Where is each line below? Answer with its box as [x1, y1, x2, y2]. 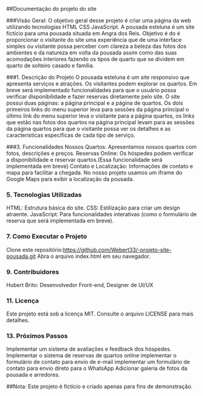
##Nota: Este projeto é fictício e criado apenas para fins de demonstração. [6, 383, 193, 390]
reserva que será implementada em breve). [6, 217, 114, 225]
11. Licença [6, 296, 39, 305]
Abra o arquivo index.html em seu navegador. [37, 252, 151, 260]
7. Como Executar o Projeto [6, 233, 87, 241]
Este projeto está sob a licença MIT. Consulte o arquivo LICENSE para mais [6, 310, 194, 317]
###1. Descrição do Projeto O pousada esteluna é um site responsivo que [6, 74, 190, 81]
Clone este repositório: [6, 246, 64, 253]
